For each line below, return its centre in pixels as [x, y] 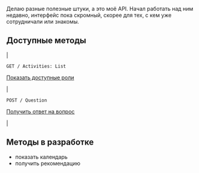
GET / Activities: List [36, 66]
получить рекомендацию [47, 163]
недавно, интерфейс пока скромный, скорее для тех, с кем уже [89, 15]
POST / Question [27, 100]
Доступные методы [46, 41]
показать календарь [41, 157]
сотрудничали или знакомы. [43, 21]
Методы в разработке [50, 142]
